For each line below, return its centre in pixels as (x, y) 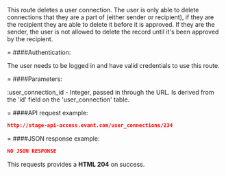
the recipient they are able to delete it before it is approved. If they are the (111, 24)
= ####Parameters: (35, 79)
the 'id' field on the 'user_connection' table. (68, 100)
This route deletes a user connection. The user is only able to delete (103, 10)
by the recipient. (30, 39)
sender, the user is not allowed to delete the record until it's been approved (113, 32)
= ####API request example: (48, 113)
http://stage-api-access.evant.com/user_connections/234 (90, 126)
